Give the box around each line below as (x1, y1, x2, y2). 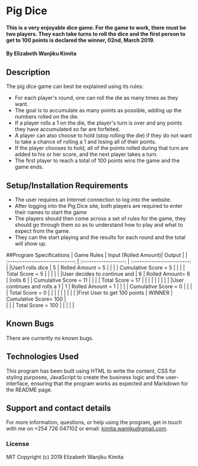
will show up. (14, 240, 47, 247)
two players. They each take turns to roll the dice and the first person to (6, 30, 186, 37)
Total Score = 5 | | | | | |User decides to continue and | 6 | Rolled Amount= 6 (6, 271, 190, 277)
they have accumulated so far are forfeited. (14, 126, 120, 133)
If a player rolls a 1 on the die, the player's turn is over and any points (14, 119, 183, 126)
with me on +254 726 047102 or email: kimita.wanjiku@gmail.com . (6, 425, 168, 432)
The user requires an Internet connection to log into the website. (14, 196, 171, 203)
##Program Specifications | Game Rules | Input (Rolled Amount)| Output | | (6, 252, 188, 258)
